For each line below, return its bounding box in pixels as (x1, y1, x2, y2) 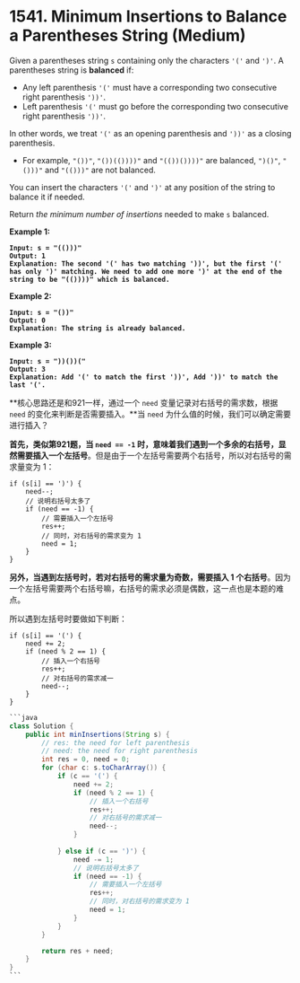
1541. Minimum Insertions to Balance (9, 6, 287, 27)
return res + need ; (41, 946, 115, 955)
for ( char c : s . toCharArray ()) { (41, 763, 167, 773)
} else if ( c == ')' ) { (56, 847, 146, 856)
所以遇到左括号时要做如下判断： (9, 613, 127, 624)
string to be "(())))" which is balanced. (9, 275, 170, 284)
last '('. (9, 380, 47, 390)
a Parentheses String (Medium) (9, 25, 246, 46)
